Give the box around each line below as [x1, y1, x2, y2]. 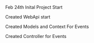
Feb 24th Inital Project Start [5, 4, 62, 10]
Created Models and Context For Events [5, 23, 89, 29]
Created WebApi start [5, 14, 51, 19]
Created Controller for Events [5, 33, 67, 39]
